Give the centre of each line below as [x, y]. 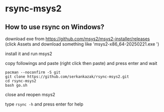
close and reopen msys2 [30, 94]
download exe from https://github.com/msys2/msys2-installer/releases [78, 39]
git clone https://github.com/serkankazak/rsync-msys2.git [67, 77]
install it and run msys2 [29, 54]
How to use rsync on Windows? [55, 27]
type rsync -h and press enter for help [44, 104]
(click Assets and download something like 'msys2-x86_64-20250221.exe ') [82, 44]
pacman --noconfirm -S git [33, 72]
